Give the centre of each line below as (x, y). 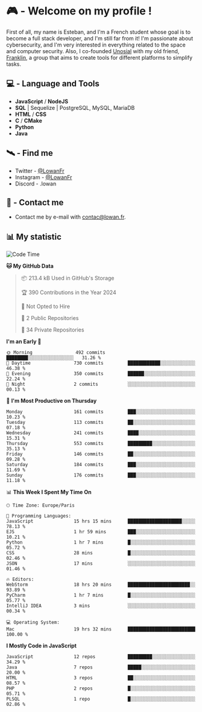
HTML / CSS (31, 114)
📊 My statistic (34, 236)
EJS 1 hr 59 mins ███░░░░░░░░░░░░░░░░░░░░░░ (101, 532)
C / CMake (28, 120)
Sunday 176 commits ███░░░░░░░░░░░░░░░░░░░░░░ (101, 475)
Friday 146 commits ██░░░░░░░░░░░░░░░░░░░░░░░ (101, 454)
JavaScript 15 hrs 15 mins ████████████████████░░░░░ (101, 521)
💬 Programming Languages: (39, 516)
